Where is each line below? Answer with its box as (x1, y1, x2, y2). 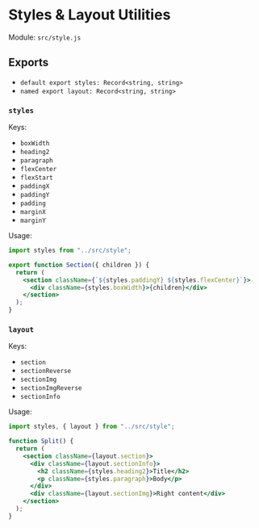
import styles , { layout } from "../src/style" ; (8, 422, 175, 431)
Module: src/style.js (8, 32, 81, 42)
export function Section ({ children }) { (8, 261, 150, 269)
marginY (19, 216, 46, 225)
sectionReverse (19, 367, 72, 375)
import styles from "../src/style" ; (8, 246, 132, 255)
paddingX (19, 182, 50, 191)
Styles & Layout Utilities (8, 6, 171, 24)
